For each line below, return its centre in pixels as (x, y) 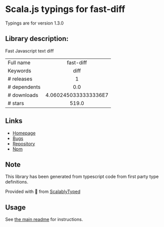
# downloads (23, 95)
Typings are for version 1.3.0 (35, 23)
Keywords (20, 70)
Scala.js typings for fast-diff (65, 9)
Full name (19, 62)
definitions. (17, 182)
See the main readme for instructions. (44, 219)
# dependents (24, 87)
